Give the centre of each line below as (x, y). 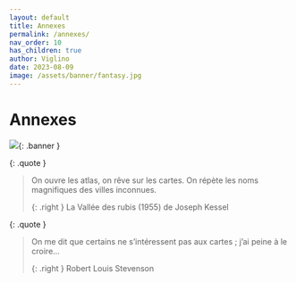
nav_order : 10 (36, 42)
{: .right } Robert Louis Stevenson (93, 268)
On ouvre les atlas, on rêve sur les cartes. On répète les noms (145, 180)
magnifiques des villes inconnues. (94, 189)
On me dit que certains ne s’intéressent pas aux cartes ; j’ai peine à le (159, 241)
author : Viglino (39, 59)
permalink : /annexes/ (50, 34)
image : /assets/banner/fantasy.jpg (76, 76)
